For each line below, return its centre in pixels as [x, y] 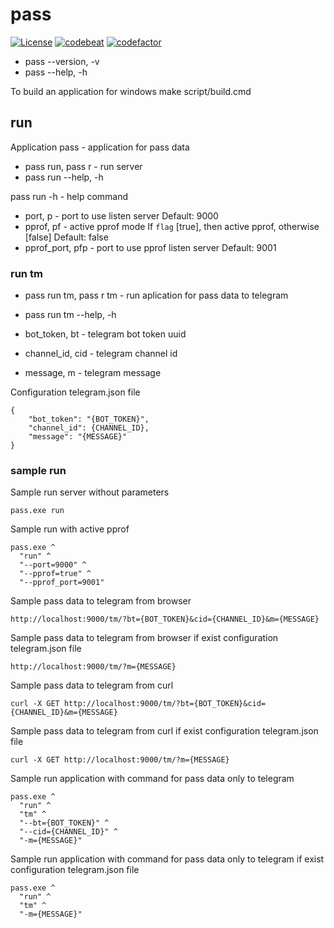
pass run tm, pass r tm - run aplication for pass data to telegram [156, 295]
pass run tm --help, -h [70, 315]
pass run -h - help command [69, 196]
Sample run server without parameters [90, 492]
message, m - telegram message [93, 373]
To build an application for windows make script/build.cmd [131, 91]
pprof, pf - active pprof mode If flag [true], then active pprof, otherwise [172, 226]
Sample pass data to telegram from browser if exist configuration [144, 638]
